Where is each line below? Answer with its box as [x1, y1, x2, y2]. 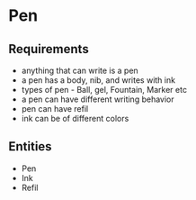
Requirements [8, 41, 89, 57]
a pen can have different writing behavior [21, 94, 174, 105]
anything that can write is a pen [21, 65, 138, 76]
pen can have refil [21, 104, 89, 114]
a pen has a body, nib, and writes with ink [21, 75, 176, 86]
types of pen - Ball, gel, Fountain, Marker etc [21, 85, 188, 95]
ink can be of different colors [21, 114, 129, 123]
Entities [8, 139, 52, 154]
